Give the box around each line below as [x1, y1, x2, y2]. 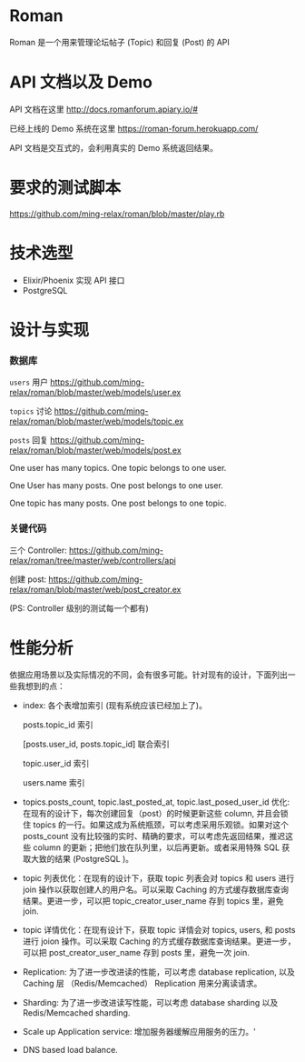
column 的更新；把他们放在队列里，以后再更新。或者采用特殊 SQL [33, 842, 280, 853]
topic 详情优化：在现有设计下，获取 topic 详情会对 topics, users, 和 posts [22, 925, 296, 936]
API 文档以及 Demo [9, 72, 152, 93]
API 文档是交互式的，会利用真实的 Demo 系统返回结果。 [9, 142, 219, 153]
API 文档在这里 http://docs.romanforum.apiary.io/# [9, 104, 198, 115]
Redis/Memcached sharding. [22, 1007, 131, 1018]
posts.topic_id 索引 [22, 719, 93, 730]
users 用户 [9, 376, 48, 387]
